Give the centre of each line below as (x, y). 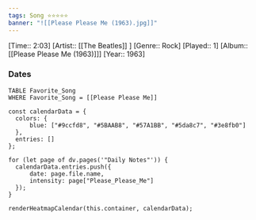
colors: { (31, 118)
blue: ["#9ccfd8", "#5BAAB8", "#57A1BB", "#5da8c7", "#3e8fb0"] (138, 125)
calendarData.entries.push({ (63, 167)
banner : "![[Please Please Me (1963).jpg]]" (83, 23)
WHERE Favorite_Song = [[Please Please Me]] (83, 97)
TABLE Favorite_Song (42, 91)
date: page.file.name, (67, 174)
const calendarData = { (48, 112)
